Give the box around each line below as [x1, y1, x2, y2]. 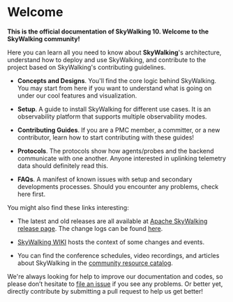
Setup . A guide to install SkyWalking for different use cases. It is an [17, 105, 211, 113]
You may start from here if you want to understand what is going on [17, 84, 212, 92]
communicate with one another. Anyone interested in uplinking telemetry [17, 154, 227, 163]
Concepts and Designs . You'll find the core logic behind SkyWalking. [17, 76, 217, 84]
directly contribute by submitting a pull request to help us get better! [7, 287, 204, 295]
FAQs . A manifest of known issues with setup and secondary [17, 175, 193, 183]
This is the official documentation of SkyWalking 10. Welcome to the [7, 27, 209, 36]
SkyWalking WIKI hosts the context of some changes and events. [17, 238, 204, 246]
